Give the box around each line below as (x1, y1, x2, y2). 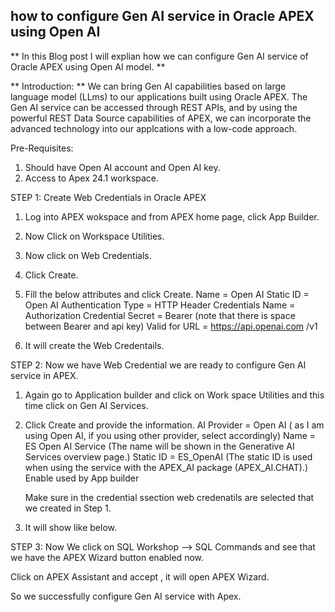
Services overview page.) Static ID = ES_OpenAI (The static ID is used (24, 450, 313, 463)
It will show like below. (24, 521, 118, 533)
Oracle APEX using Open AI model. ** (10, 60, 166, 73)
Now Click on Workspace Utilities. (24, 230, 165, 242)
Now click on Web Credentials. (24, 249, 152, 261)
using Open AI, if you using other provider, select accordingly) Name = (24, 429, 317, 441)
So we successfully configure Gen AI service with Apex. (10, 590, 242, 602)
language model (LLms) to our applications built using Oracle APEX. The (10, 90, 308, 103)
